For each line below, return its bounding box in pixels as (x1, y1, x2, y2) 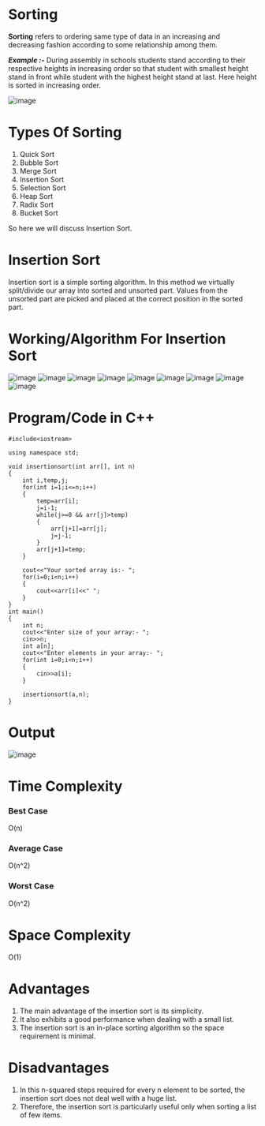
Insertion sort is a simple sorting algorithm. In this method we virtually (8, 277, 235, 286)
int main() (8, 608, 44, 615)
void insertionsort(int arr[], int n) (8, 462, 136, 470)
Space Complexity (8, 926, 132, 944)
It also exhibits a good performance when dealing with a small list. (19, 1014, 235, 1023)
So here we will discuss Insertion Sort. (8, 223, 132, 233)
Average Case (8, 843, 63, 854)
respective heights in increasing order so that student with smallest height (8, 63, 248, 73)
